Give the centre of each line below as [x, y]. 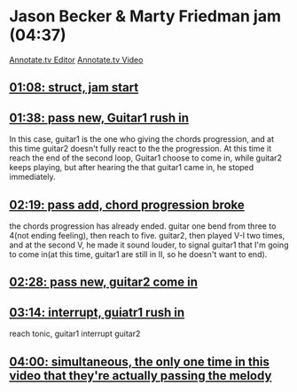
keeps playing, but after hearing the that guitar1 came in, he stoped [132, 168]
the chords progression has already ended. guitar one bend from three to [143, 226]
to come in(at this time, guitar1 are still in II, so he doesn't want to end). [138, 254]
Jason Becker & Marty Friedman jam [145, 16]
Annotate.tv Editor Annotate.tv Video [76, 59]
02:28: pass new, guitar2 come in [103, 282]
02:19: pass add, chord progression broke [127, 204]
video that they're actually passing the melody [141, 376]
